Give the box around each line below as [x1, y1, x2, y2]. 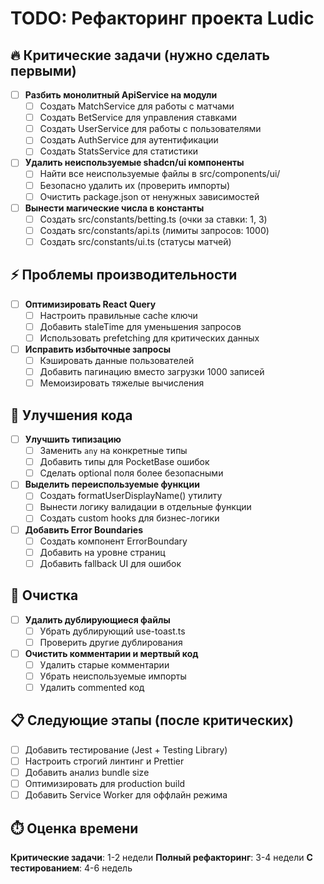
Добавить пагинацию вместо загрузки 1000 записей [39, 366, 265, 378]
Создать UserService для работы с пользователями [39, 123, 262, 135]
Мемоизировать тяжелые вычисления [39, 377, 205, 389]
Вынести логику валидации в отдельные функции [39, 501, 252, 513]
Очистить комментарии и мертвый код [24, 647, 199, 659]
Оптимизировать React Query [24, 298, 157, 310]
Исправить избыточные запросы [24, 343, 171, 355]
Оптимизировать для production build [24, 778, 186, 789]
